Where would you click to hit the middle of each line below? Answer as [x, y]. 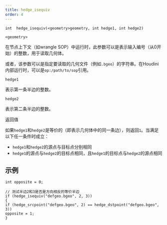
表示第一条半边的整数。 [29, 89]
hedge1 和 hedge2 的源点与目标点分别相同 [52, 147]
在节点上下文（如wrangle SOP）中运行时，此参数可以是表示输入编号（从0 [81, 47]
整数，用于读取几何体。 [42, 53]
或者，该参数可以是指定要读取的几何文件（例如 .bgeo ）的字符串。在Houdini [82, 63]
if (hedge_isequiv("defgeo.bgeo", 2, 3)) [49, 196]
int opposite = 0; [24, 182]
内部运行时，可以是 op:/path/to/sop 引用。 [48, 70]
